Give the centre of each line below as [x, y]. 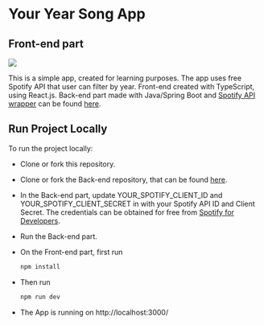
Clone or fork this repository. [68, 164]
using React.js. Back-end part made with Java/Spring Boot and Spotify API [132, 95]
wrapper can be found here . [55, 104]
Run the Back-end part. [59, 236]
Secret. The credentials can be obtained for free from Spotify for [127, 212]
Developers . [40, 220]
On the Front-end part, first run [71, 252]
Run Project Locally [58, 129]
